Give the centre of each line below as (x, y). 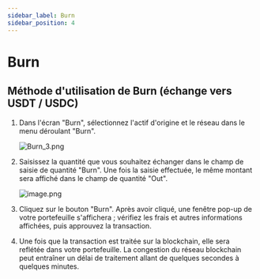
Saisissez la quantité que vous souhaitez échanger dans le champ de (131, 161)
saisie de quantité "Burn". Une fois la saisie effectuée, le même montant (136, 170)
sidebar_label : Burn (41, 15)
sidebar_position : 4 (41, 23)
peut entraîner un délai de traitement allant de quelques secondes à (129, 258)
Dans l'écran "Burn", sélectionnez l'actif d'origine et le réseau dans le (132, 123)
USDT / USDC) (43, 104)
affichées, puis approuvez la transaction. (85, 225)
